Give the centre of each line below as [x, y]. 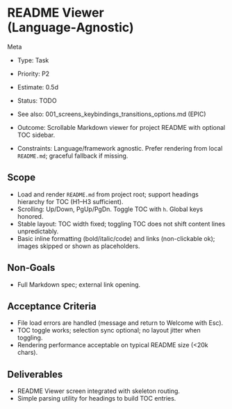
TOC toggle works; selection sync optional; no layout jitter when [109, 331]
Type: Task [33, 60]
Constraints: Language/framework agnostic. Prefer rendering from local [120, 148]
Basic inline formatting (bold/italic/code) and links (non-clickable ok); [116, 238]
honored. [30, 216]
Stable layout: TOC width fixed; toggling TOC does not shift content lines [121, 224]
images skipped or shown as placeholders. [78, 246]
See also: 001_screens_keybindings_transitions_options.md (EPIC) [111, 114]
